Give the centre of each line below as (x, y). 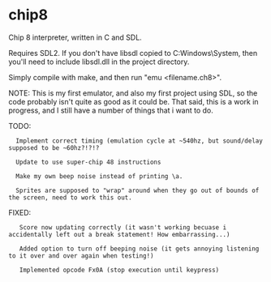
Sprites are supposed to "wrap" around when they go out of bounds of (138, 190)
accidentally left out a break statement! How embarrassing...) (119, 234)
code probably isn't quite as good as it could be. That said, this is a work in (133, 101)
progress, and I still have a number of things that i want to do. (111, 110)
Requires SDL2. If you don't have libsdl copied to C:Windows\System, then (133, 53)
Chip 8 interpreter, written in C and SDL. (75, 37)
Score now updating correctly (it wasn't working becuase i (123, 227)
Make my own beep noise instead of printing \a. (99, 176)
